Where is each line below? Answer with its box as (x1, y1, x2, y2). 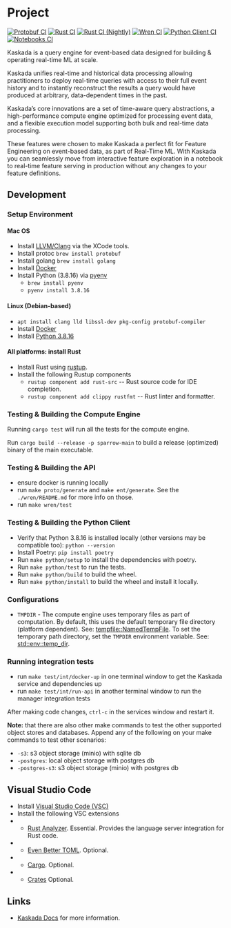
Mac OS (7, 226, 30, 235)
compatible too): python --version (17, 541, 115, 549)
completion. (27, 385, 62, 393)
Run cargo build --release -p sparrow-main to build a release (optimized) (7, 438, 219, 447)
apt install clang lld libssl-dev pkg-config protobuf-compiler (17, 319, 206, 325)
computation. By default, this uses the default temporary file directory (17, 618, 216, 626)
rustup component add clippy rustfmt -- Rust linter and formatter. (27, 392, 216, 401)
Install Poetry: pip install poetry (17, 548, 114, 556)
